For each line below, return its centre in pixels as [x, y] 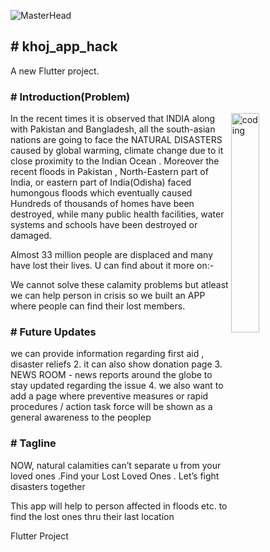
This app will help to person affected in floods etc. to [119, 506]
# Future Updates [53, 332]
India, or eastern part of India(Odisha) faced [101, 182]
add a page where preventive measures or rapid [109, 396]
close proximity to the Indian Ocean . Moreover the [115, 161]
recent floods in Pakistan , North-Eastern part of [109, 172]
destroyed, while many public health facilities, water [117, 214]
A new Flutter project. [55, 71]
